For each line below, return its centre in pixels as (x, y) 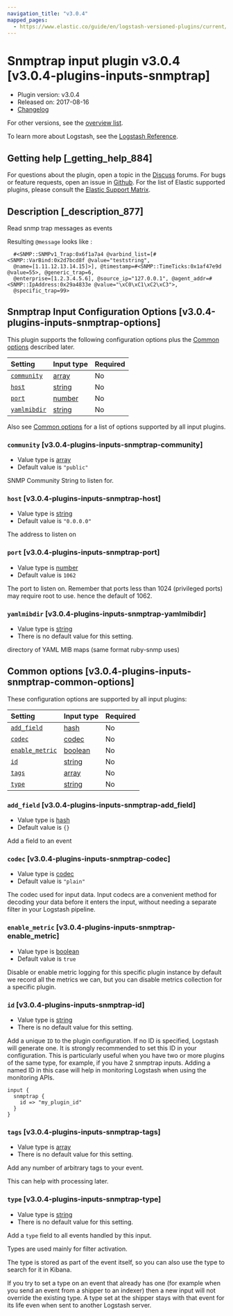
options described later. (41, 347)
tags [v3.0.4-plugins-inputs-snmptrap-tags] (84, 1131)
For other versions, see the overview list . (65, 123)
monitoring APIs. (31, 1077)
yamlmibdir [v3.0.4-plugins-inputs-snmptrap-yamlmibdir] (107, 613)
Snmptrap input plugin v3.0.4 (94, 61)
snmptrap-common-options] (71, 682)
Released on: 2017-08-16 (53, 102)
